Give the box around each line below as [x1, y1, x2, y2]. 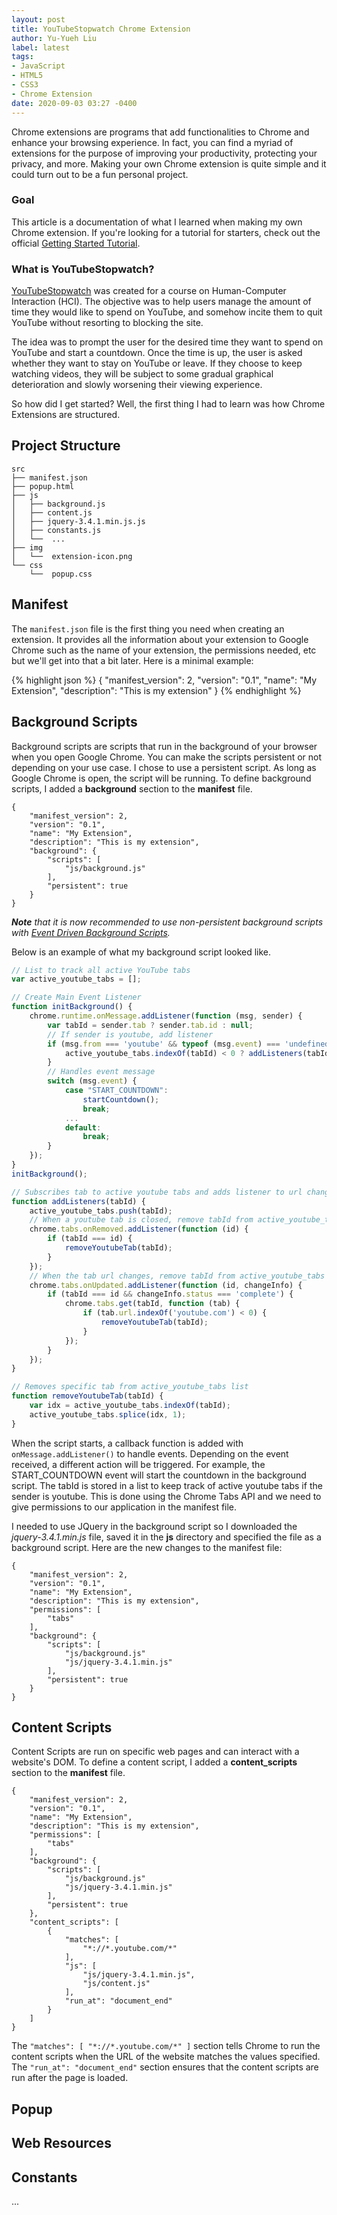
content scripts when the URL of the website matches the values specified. [11, 2051, 321, 2063]
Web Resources [11, 2135, 112, 2152]
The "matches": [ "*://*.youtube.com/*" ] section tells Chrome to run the [11, 2040, 321, 2052]
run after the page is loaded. [11, 2072, 129, 2084]
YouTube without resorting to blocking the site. [11, 317, 204, 329]
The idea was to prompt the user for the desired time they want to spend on [11, 336, 324, 348]
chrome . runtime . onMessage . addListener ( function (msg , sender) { [29, 1011, 303, 1021]
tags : [11, 52, 34, 62]
